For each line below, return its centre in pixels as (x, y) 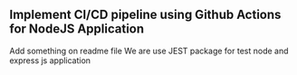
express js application (50, 60)
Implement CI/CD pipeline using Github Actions (145, 15)
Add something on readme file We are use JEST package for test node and (149, 51)
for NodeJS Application (77, 29)
